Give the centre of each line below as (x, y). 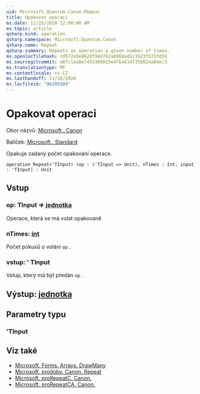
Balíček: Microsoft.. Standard (42, 142)
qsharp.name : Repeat (32, 46)
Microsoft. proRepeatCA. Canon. (55, 384)
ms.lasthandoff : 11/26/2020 (41, 78)
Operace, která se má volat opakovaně (54, 218)
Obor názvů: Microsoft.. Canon (44, 130)
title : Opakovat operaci (37, 17)
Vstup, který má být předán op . (45, 275)
